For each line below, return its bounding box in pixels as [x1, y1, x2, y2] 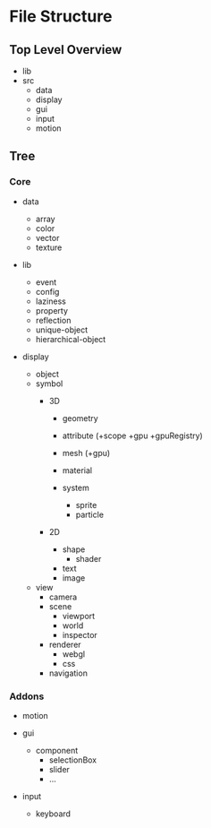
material [62, 464, 92, 476]
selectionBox [48, 755, 97, 765]
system [62, 482, 89, 493]
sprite [75, 499, 97, 510]
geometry [62, 412, 98, 423]
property [35, 305, 69, 315]
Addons [9, 690, 45, 703]
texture [35, 242, 63, 253]
